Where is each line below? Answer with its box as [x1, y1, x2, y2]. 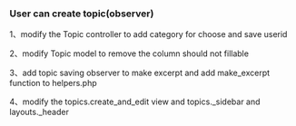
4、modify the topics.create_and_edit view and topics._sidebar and [9, 96, 261, 107]
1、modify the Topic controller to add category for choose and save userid [9, 29, 288, 40]
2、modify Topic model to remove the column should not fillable [9, 48, 250, 59]
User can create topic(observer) [9, 7, 154, 20]
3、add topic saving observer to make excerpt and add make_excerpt [9, 67, 271, 79]
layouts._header [9, 107, 70, 118]
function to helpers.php [9, 78, 97, 89]
